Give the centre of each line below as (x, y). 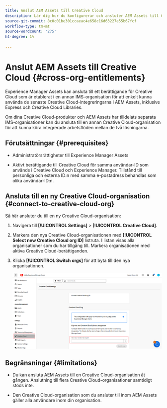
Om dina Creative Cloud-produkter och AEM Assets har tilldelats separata (81, 117)
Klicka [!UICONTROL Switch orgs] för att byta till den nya (71, 260)
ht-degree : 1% (20, 37)
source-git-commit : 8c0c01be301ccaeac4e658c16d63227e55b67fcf (71, 21)
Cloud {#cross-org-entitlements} (75, 78)
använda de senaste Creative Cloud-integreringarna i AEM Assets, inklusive (83, 102)
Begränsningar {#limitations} (51, 363)
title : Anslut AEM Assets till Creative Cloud (54, 10)
